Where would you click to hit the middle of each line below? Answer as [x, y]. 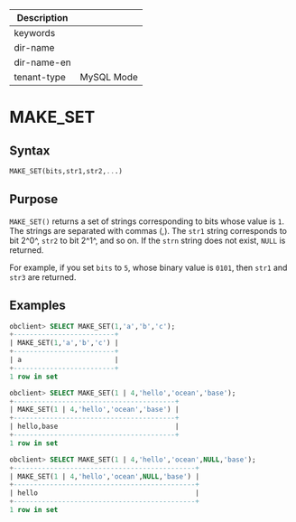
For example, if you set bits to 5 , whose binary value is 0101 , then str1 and [148, 267]
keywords [35, 33]
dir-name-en [43, 62]
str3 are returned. [43, 277]
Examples [37, 306]
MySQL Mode [109, 77]
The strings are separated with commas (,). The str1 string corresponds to [148, 230]
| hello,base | [94, 427]
